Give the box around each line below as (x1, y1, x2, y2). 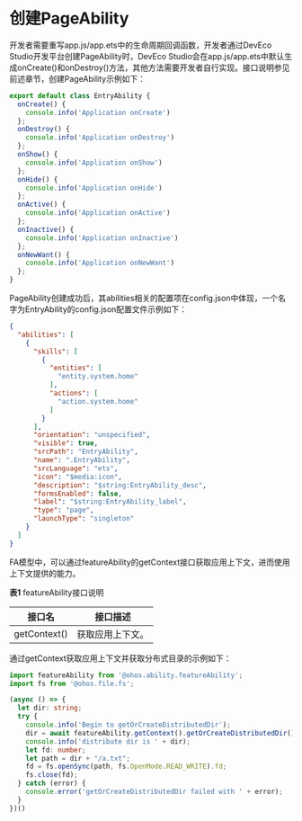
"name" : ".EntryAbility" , (32, 456, 130, 465)
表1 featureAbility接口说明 (9, 586, 104, 598)
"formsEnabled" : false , (32, 489, 123, 498)
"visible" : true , (32, 439, 99, 448)
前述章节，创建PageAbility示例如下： (9, 73, 147, 84)
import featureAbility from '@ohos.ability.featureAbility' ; (9, 671, 244, 680)
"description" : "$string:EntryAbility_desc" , (32, 480, 207, 490)
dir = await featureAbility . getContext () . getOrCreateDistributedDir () (25, 728, 296, 737)
